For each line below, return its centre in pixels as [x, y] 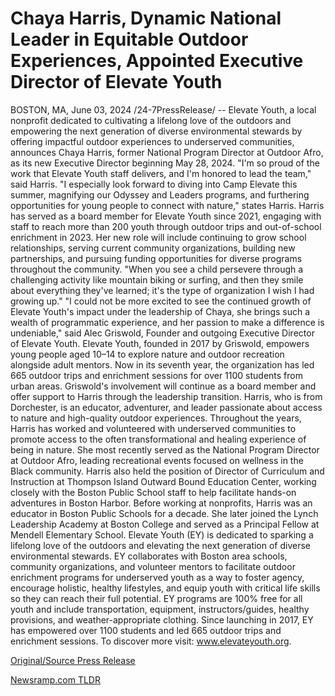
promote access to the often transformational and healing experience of [158, 439]
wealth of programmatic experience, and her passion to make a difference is [167, 322]
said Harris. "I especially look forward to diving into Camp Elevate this [154, 184]
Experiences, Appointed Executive [157, 61]
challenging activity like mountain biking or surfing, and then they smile [157, 279]
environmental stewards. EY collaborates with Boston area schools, [149, 556]
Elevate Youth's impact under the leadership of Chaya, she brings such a [160, 311]
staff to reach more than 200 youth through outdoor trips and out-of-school [166, 226]
